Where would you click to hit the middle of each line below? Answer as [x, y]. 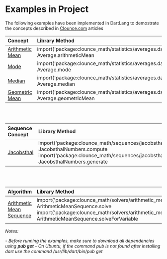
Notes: [12, 231]
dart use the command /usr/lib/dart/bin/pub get [54, 251]
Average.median [56, 84]
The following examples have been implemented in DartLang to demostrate [82, 23]
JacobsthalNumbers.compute [73, 149]
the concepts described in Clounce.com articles [54, 28]
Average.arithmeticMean [66, 55]
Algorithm [20, 192]
